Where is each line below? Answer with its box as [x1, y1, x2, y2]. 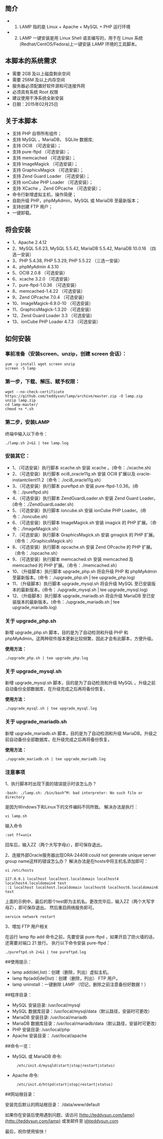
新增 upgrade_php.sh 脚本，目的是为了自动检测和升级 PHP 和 [5, 630, 128, 635]
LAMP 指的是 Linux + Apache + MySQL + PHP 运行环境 [19, 23, 131, 29]
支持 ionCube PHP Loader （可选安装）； [12, 180, 94, 185]
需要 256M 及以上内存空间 [12, 77, 65, 82]
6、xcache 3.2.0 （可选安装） [12, 276, 72, 282]
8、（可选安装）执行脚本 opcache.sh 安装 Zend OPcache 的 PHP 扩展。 [12, 544, 155, 550]
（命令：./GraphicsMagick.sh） [12, 538, 76, 544]
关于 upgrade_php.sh [5, 617, 57, 624]
